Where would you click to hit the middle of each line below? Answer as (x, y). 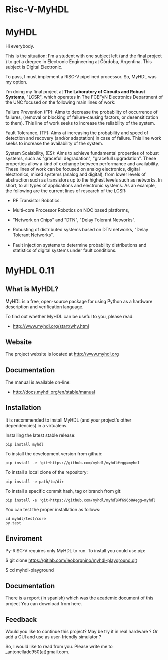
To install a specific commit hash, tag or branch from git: (63, 491)
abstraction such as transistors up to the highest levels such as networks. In (84, 180)
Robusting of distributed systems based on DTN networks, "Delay (80, 230)
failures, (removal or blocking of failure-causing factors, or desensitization (82, 117)
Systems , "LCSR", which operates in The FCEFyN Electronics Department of (84, 97)
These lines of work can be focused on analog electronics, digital (73, 169)
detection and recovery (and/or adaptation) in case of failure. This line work (83, 138)
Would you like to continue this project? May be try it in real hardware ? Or (81, 632)
